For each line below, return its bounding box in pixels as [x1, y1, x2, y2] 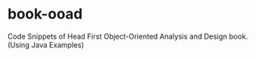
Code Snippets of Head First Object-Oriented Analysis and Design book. [7, 31, 248, 41]
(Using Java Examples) [7, 39, 85, 49]
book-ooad [7, 5, 83, 23]
